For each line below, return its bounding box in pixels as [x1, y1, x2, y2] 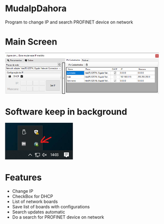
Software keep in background [5, 106, 127, 117]
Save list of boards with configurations [12, 203, 90, 209]
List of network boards [12, 199, 58, 204]
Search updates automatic [12, 209, 65, 215]
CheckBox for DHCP [12, 193, 54, 199]
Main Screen [5, 36, 58, 47]
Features [5, 172, 42, 183]
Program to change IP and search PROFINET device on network [5, 19, 133, 25]
